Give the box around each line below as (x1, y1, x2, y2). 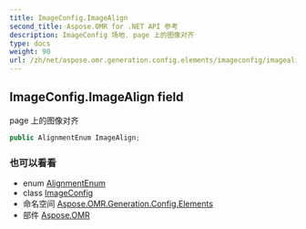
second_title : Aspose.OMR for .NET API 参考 (9, 22, 178, 31)
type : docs (9, 38, 51, 48)
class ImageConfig (22, 187, 94, 198)
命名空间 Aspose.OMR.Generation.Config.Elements (22, 198, 214, 209)
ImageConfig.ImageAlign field (9, 89, 184, 105)
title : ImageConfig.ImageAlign (9, 13, 128, 23)
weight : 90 (9, 47, 51, 57)
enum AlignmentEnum (22, 177, 107, 188)
